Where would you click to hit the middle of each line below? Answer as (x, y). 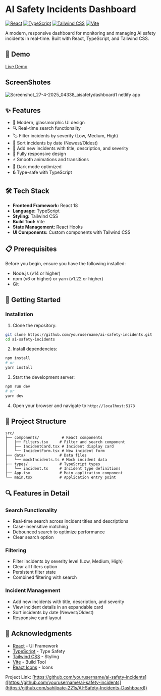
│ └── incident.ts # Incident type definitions (63, 468)
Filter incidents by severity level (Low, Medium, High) (68, 561)
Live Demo (16, 66)
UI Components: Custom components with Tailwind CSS (71, 232)
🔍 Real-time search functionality (46, 128)
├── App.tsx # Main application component (64, 473)
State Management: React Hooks (48, 227)
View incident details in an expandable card (58, 607)
